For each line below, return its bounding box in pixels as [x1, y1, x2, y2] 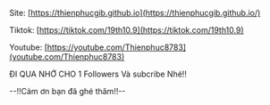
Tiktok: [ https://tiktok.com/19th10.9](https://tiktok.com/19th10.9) [9, 25, 244, 35]
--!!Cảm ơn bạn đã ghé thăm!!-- [9, 86, 126, 96]
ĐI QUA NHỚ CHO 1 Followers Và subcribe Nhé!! [9, 69, 188, 79]
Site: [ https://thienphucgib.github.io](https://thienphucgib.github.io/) [9, 8, 261, 18]
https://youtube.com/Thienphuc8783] [46, 42, 186, 52]
